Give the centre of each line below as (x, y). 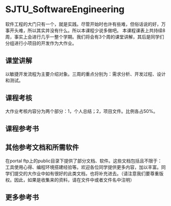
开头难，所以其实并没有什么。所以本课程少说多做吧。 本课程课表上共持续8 (87, 30)
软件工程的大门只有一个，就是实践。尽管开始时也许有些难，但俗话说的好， (83, 24)
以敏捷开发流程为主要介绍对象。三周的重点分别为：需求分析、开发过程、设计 (85, 74)
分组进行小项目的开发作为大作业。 (41, 43)
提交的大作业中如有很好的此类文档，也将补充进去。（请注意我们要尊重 (87, 173)
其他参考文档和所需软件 (42, 148)
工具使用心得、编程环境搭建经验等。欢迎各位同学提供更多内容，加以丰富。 (83, 167)
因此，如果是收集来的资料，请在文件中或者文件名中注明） (74, 180)
